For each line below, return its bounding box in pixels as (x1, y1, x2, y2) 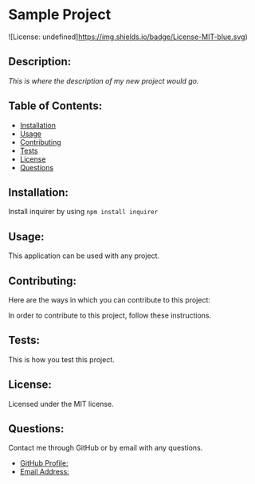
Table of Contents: (8, 100, 103, 113)
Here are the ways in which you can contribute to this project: (8, 295, 211, 304)
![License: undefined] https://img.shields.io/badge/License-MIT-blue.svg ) (8, 32, 249, 41)
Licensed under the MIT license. (8, 399, 114, 408)
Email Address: (19, 467, 69, 477)
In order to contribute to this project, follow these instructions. (8, 310, 212, 320)
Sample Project (8, 6, 112, 24)
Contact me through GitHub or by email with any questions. (8, 443, 203, 453)
